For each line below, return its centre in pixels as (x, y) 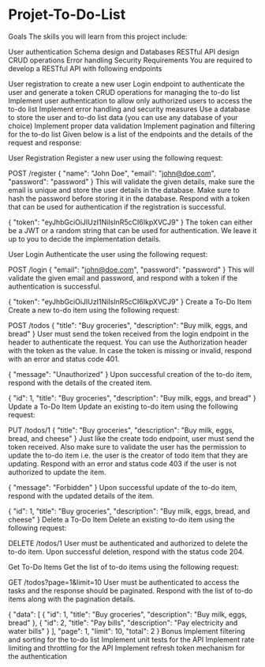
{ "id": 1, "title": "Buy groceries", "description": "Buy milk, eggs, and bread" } (132, 398)
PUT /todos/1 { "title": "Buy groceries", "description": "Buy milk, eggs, (121, 430)
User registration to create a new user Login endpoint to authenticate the (127, 84)
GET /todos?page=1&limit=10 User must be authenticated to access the (124, 582)
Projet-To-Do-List (67, 15)
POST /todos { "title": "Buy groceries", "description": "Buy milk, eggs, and (128, 325)
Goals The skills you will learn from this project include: (98, 36)
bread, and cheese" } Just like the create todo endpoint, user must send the (131, 438)
